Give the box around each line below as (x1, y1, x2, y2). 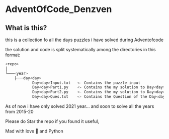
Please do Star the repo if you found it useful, (5, 118, 100, 124)
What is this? (5, 24, 47, 32)
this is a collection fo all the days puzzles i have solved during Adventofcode (5, 37, 164, 43)
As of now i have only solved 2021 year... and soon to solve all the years (5, 103, 154, 109)
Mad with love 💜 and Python (5, 128, 64, 134)
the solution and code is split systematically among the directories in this (5, 47, 156, 52)
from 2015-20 (5, 109, 34, 114)
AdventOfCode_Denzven (5, 4, 112, 15)
